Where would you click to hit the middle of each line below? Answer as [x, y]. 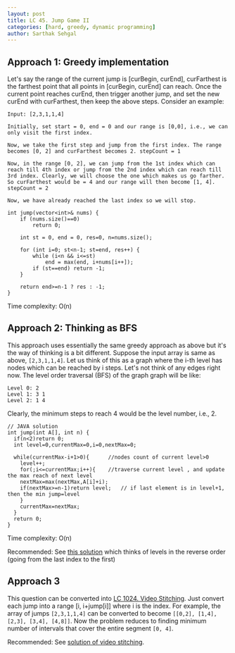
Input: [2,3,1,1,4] [36, 114]
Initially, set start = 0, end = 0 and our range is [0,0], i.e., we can [118, 127]
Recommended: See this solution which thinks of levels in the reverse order [117, 552]
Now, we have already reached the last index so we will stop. [102, 201]
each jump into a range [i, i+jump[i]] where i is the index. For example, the [114, 606]
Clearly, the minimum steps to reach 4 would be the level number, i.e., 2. [112, 413]
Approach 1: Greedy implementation [88, 62]
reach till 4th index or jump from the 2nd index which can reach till [114, 170]
